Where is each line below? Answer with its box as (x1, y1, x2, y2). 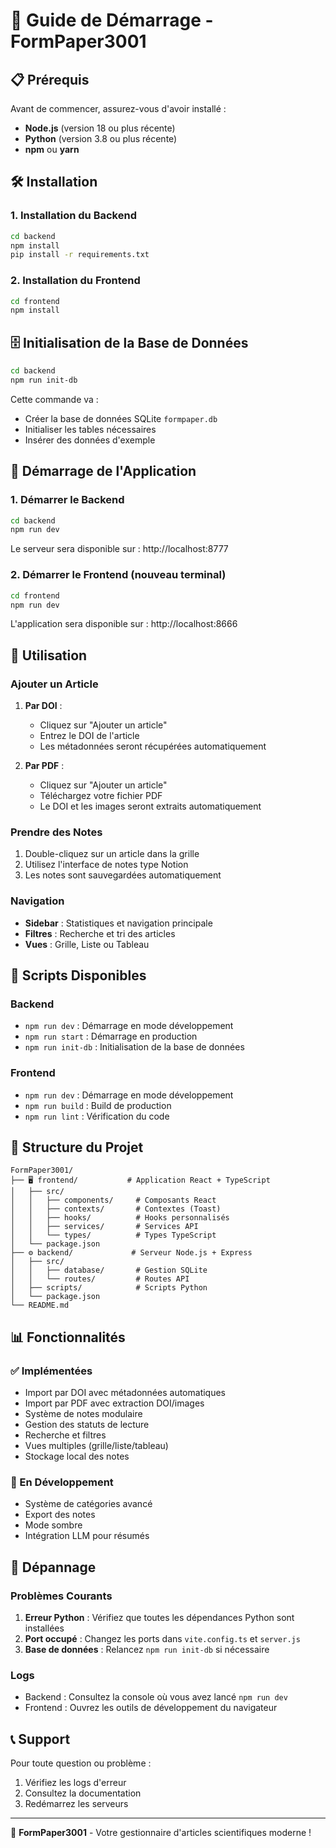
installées (24, 1622, 65, 1634)
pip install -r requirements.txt (10, 250, 150, 260)
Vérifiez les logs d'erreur (24, 1777, 127, 1789)
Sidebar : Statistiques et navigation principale (24, 917, 213, 929)
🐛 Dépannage (10, 1559, 97, 1576)
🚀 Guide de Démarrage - (10, 9, 214, 32)
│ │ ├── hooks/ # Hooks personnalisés (10, 1213, 230, 1223)
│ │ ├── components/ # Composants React (10, 1195, 217, 1206)
